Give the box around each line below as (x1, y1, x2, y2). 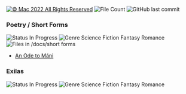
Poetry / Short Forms (6, 20, 68, 29)
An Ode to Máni (14, 52, 54, 59)
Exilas (6, 67, 24, 75)
